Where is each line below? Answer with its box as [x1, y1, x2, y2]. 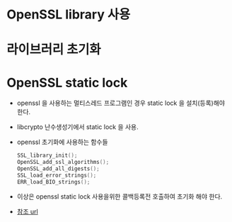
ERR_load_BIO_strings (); [16, 178, 91, 185]
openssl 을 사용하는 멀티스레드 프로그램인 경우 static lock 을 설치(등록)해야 [16, 99, 226, 107]
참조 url [16, 207, 38, 216]
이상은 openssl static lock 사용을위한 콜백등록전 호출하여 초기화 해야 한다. [16, 192, 223, 201]
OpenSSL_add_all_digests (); [16, 165, 100, 172]
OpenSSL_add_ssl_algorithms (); [16, 159, 110, 166]
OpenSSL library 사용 [6, 6, 131, 23]
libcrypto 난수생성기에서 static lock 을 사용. [16, 123, 139, 131]
